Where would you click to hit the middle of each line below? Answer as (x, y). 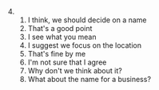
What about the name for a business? (89, 79)
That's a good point (60, 28)
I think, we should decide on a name (87, 20)
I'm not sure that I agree (67, 62)
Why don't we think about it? (75, 70)
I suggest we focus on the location (85, 45)
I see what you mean (62, 37)
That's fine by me (57, 54)
